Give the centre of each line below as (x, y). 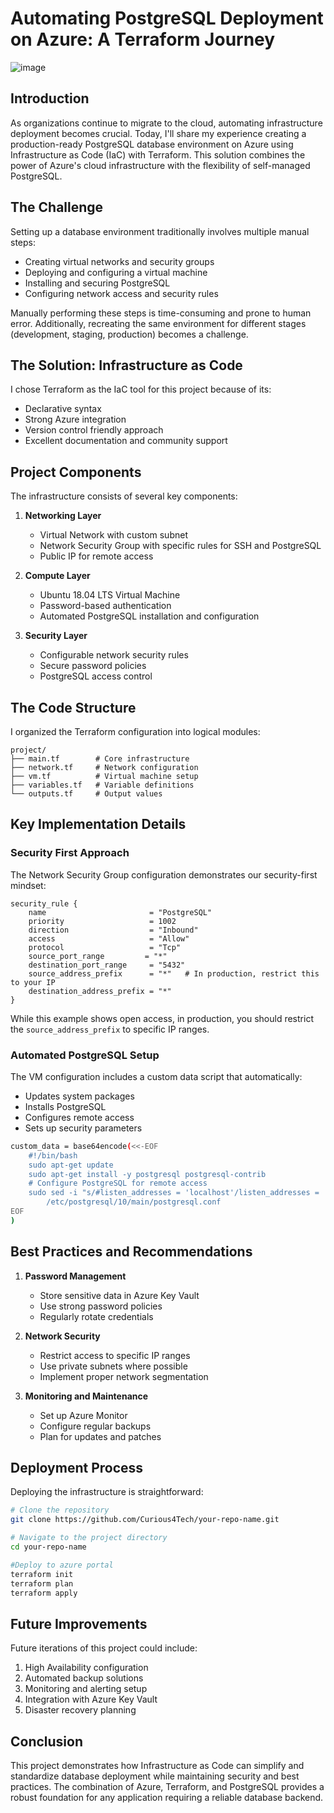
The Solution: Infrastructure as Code (126, 365)
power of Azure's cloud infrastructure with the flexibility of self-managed (160, 165)
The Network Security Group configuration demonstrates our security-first (164, 874)
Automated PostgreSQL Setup (85, 1055)
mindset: (28, 885)
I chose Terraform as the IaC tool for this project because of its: (141, 389)
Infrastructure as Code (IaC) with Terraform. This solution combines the (158, 154)
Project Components (76, 472)
